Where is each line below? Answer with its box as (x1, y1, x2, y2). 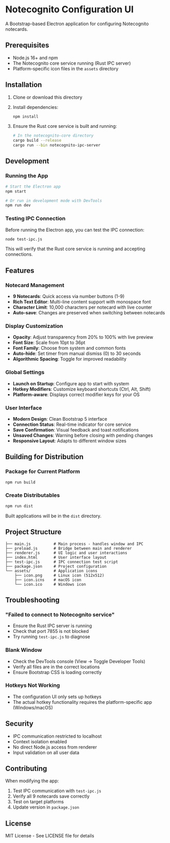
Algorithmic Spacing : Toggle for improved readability (12, 356, 127, 362)
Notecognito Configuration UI (5, 4, 134, 15)
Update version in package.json (12, 804, 80, 810)
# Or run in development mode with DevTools (5, 198, 102, 203)
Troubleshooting (5, 595, 60, 604)
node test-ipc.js (5, 236, 43, 242)
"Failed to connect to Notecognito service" (5, 611, 115, 618)
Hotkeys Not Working (5, 682, 60, 689)
